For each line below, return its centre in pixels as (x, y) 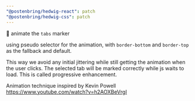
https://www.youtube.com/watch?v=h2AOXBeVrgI (66, 92)
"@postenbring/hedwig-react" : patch (51, 11)
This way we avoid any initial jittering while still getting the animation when (96, 62)
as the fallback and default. (39, 50)
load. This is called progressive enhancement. (61, 74)
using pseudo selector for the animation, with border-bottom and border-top (97, 45)
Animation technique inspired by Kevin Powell (61, 85)
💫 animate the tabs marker (38, 33)
